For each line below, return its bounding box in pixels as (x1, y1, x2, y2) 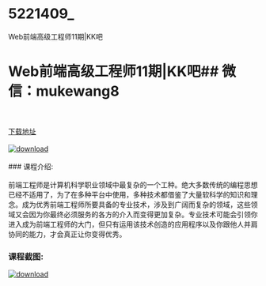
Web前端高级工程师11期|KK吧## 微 (8, 62, 236, 81)
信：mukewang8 (8, 82, 120, 100)
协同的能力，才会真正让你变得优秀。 (8, 229, 127, 239)
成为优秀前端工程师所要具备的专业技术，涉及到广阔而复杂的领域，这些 (21, 199, 251, 209)
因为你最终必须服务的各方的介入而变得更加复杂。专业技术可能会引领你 (28, 209, 258, 219)
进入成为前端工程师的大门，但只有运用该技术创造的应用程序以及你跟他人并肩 (8, 219, 258, 229)
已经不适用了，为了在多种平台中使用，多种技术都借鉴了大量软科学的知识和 (8, 190, 251, 199)
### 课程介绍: (8, 161, 54, 171)
